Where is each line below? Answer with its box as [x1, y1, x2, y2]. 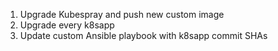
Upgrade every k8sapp [19, 19, 115, 31]
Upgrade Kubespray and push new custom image [19, 9, 225, 20]
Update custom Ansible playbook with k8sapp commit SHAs [19, 30, 268, 41]
